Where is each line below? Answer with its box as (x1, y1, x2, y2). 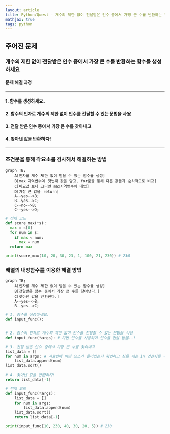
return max (10, 244, 33, 249)
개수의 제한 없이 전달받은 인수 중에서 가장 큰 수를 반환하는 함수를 (5, 58, 151, 65)
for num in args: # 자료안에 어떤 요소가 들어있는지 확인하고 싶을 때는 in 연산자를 (5, 354, 161, 359)
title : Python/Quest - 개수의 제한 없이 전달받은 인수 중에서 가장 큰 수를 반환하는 (5, 12, 162, 17)
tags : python (5, 21, 33, 27)
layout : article (5, 7, 39, 13)
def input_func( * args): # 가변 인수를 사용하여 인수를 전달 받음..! (5, 335, 136, 340)
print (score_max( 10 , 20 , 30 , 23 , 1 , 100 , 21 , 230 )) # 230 (5, 253, 130, 259)
